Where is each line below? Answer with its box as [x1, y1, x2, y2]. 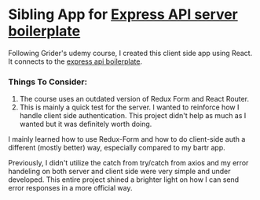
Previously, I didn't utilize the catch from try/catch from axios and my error [8, 158, 249, 168]
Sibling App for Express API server [8, 6, 238, 24]
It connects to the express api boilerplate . [8, 57, 143, 66]
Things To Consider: [8, 76, 88, 87]
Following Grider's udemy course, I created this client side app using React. [8, 48, 253, 57]
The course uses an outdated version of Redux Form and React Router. [19, 94, 250, 104]
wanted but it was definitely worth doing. [19, 120, 152, 129]
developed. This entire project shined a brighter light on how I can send [8, 175, 240, 184]
